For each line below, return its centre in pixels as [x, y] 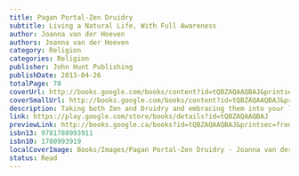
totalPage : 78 [36, 84]
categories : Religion [49, 59]
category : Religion [45, 51]
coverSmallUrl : [37, 100]
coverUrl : [28, 92]
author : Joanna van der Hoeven [67, 34]
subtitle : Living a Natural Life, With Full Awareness [113, 26]
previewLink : [33, 125]
